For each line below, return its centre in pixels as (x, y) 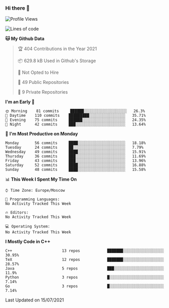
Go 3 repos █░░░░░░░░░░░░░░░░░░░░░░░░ (85, 286)
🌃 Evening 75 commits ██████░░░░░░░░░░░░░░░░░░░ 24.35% (75, 120)
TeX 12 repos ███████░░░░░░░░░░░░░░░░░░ (85, 260)
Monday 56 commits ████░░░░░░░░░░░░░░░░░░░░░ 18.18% (75, 143)
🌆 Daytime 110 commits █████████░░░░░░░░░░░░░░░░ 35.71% (75, 116)
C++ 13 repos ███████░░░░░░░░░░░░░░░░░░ (85, 251)
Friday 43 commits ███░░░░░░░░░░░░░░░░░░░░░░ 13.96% (75, 161)
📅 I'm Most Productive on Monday (42, 134)
